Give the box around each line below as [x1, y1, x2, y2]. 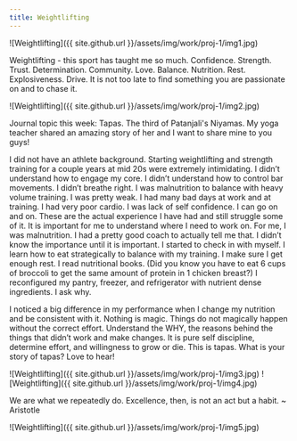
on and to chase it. [9, 83, 78, 94]
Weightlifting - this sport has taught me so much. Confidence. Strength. [9, 54, 272, 65]
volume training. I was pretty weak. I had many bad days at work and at [9, 192, 272, 202]
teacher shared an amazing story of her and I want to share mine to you [9, 127, 273, 138]
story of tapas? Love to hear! [9, 351, 115, 362]
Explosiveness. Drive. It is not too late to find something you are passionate [9, 73, 285, 85]
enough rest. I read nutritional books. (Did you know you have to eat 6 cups [9, 257, 286, 268]
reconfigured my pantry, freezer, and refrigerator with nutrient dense [9, 277, 262, 288]
